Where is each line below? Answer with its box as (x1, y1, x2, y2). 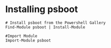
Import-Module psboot (5, 38, 51, 43)
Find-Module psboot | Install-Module (5, 24, 86, 30)
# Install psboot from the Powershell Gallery (5, 20, 106, 25)
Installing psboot (5, 4, 78, 15)
